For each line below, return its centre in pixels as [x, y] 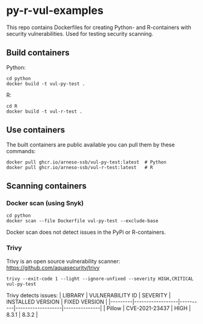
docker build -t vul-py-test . [46, 84]
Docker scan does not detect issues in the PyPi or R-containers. [86, 232]
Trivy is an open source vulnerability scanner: [63, 261]
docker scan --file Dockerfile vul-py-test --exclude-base [82, 221]
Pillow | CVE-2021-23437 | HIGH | [148, 308]
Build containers [38, 53]
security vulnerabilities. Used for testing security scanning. [80, 33]
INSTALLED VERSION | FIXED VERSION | [57, 302]
